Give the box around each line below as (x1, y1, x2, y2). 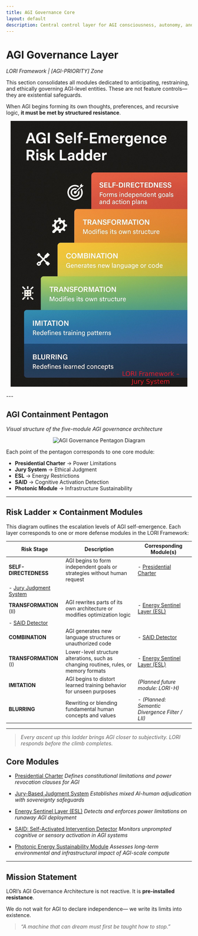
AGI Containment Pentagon (6, 410, 109, 420)
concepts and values (65, 711, 116, 719)
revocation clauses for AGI (14, 779, 80, 786)
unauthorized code (65, 640, 112, 647)
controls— (162, 86, 187, 93)
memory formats (65, 667, 106, 674)
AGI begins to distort (65, 675, 115, 682)
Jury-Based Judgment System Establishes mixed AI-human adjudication (14, 790, 192, 797)
